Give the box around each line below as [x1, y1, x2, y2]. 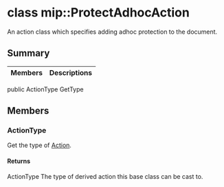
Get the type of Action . [7, 141, 72, 149]
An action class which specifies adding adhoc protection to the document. [7, 27, 218, 36]
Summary [7, 47, 50, 59]
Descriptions [49, 67, 93, 77]
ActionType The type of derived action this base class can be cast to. [7, 172, 203, 180]
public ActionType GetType [7, 85, 84, 93]
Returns [7, 157, 31, 166]
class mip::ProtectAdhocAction [7, 5, 190, 21]
